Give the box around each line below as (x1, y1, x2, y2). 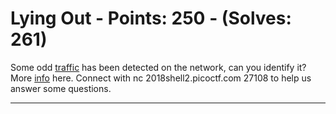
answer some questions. (10, 82, 112, 94)
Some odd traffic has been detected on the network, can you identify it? (10, 61, 307, 73)
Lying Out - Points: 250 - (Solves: (10, 7, 292, 30)
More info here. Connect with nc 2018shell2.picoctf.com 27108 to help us (10, 72, 312, 84)
